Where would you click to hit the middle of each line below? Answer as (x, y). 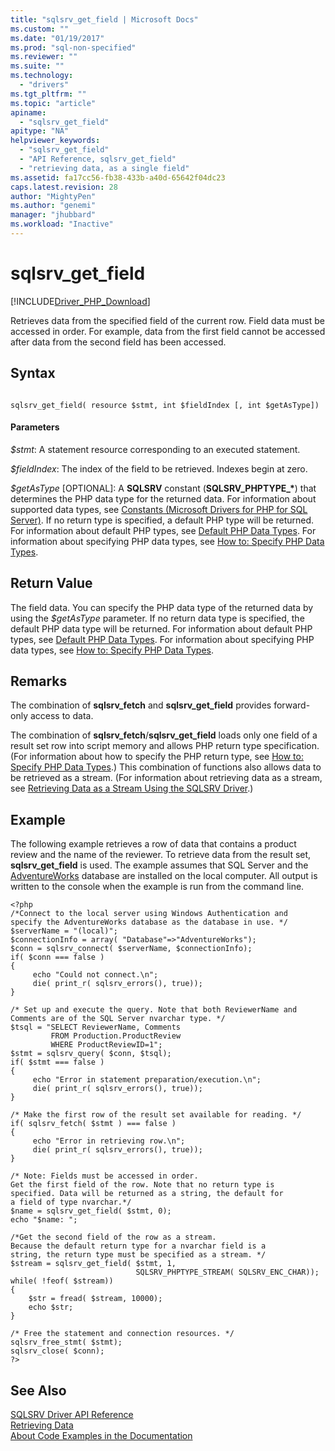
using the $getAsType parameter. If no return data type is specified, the (157, 618)
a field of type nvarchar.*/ (71, 1202)
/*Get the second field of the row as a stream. (113, 1237)
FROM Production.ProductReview (116, 1036)
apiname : (28, 112)
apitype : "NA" (40, 131)
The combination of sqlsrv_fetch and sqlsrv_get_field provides (141, 705)
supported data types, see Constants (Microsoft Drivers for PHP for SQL (159, 509)
